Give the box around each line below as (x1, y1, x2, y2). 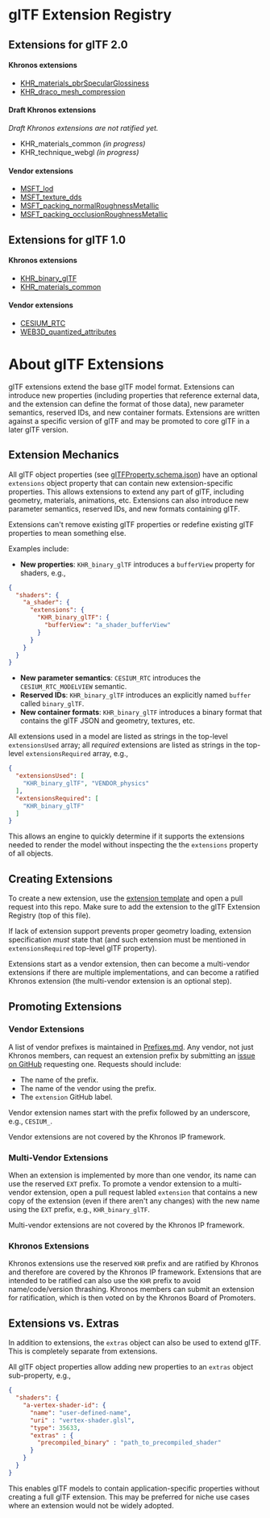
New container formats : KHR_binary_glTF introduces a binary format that (19, 708, 263, 717)
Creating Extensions (8, 872, 113, 885)
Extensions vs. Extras (8, 1316, 119, 1330)
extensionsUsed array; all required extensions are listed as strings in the (8, 740, 245, 750)
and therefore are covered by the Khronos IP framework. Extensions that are (8, 1267, 262, 1277)
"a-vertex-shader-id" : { (23, 1402, 106, 1410)
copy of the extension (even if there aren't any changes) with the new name (8, 1196, 260, 1206)
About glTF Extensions (8, 355, 164, 374)
